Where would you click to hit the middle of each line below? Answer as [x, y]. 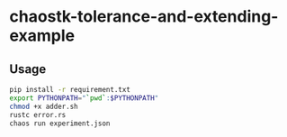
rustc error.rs [38, 114]
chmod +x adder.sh [44, 106]
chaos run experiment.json [60, 123]
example [42, 36]
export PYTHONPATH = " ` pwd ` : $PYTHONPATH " [84, 98]
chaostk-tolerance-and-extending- [144, 17]
